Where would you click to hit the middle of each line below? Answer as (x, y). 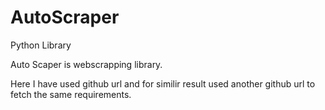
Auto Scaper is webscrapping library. (86, 64)
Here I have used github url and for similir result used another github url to (163, 83)
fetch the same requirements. (71, 94)
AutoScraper (65, 17)
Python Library (41, 45)
